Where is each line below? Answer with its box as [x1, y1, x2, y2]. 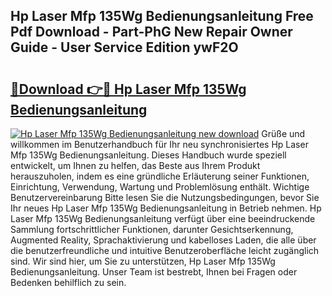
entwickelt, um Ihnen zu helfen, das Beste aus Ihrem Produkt [10, 160, 261, 171]
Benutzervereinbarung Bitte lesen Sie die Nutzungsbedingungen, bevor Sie [10, 192, 320, 203]
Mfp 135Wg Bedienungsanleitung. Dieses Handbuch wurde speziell [10, 149, 287, 161]
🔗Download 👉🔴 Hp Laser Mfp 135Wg [10, 80, 247, 98]
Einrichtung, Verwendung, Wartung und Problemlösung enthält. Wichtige [10, 181, 310, 193]
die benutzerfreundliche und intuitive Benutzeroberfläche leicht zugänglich [10, 245, 320, 256]
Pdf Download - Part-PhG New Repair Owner [10, 24, 293, 41]
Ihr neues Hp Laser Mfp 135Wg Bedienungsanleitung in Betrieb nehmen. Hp [10, 202, 322, 214]
